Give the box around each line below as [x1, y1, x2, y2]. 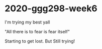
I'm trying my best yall [4, 19, 50, 25]
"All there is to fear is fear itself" [4, 28, 70, 34]
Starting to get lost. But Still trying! [4, 38, 75, 44]
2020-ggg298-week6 [4, 3, 98, 14]
